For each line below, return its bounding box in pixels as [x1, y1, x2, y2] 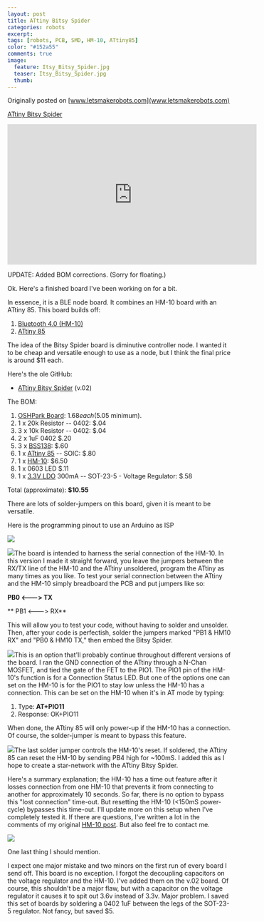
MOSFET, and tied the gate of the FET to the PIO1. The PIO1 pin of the [7, 666, 211, 675]
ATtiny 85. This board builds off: [7, 306, 101, 314]
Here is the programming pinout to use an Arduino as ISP [7, 521, 174, 530]
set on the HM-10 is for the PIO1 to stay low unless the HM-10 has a [7, 681, 205, 690]
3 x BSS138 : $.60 [17, 441, 69, 450]
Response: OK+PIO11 [17, 710, 79, 719]
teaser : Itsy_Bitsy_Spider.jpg [14, 70, 107, 77]
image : [7, 57, 27, 64]
